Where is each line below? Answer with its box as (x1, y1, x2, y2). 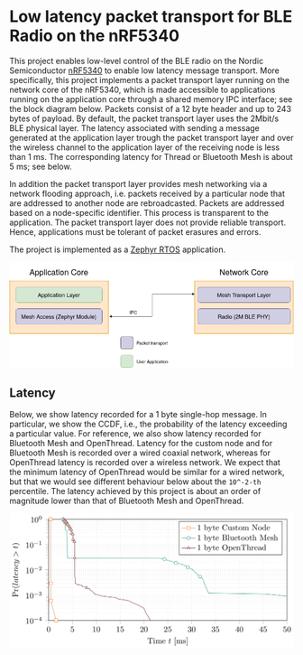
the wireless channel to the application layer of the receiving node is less (9, 142, 280, 153)
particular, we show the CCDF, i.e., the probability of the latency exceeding (9, 418, 288, 430)
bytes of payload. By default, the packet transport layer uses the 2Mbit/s (9, 113, 280, 124)
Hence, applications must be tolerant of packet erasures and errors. (9, 226, 262, 237)
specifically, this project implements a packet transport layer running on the (9, 74, 290, 85)
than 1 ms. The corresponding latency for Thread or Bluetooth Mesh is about (9, 151, 293, 162)
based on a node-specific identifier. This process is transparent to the (9, 207, 269, 218)
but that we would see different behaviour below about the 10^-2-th (9, 476, 262, 487)
